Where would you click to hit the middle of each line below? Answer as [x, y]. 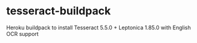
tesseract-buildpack [59, 11]
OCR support [23, 33]
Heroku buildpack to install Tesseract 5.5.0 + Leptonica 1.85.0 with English [99, 27]
